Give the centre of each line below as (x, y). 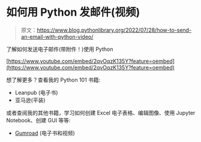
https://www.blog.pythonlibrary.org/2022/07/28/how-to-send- (114, 30)
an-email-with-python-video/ (57, 37)
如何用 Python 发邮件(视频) (73, 12)
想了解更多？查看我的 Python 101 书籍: (53, 80)
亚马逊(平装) (30, 100)
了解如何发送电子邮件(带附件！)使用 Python (60, 49)
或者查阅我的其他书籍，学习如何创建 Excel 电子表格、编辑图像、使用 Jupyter (101, 113)
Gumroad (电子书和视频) (45, 133)
